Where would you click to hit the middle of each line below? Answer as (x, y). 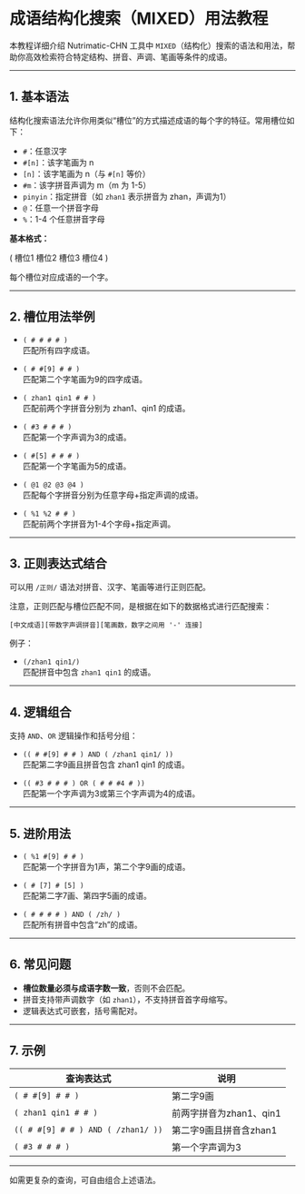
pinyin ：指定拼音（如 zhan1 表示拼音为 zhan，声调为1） (127, 196)
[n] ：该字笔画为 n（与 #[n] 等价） (87, 173)
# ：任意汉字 (44, 151)
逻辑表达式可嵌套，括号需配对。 (82, 1011)
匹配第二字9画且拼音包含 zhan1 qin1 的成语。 (106, 765)
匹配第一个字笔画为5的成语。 (77, 466)
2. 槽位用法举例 (52, 317)
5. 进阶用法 (40, 833)
